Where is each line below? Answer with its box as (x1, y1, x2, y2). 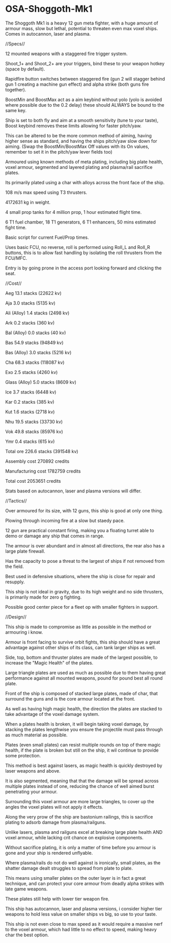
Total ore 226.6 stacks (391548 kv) (5, 448, 78, 454)
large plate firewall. (5, 548, 45, 554)
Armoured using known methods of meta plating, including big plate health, (5, 159, 163, 165)
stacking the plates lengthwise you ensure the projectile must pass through (5, 726, 163, 732)
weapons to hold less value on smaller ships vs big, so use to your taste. (5, 911, 157, 917)
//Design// (5, 613, 27, 620)
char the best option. (5, 932, 49, 938)
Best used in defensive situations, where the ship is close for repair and (5, 573, 155, 579)
